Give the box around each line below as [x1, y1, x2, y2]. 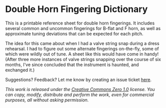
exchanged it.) [5, 66, 35, 73]
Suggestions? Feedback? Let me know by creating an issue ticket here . [5, 76, 151, 82]
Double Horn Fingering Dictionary [5, 3, 148, 15]
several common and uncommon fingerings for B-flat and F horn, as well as [5, 25, 161, 31]
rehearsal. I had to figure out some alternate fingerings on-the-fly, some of [5, 45, 159, 51]
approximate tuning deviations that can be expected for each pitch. [5, 30, 143, 36]
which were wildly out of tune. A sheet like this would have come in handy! [5, 51, 159, 57]
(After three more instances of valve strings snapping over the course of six [5, 56, 161, 62]
